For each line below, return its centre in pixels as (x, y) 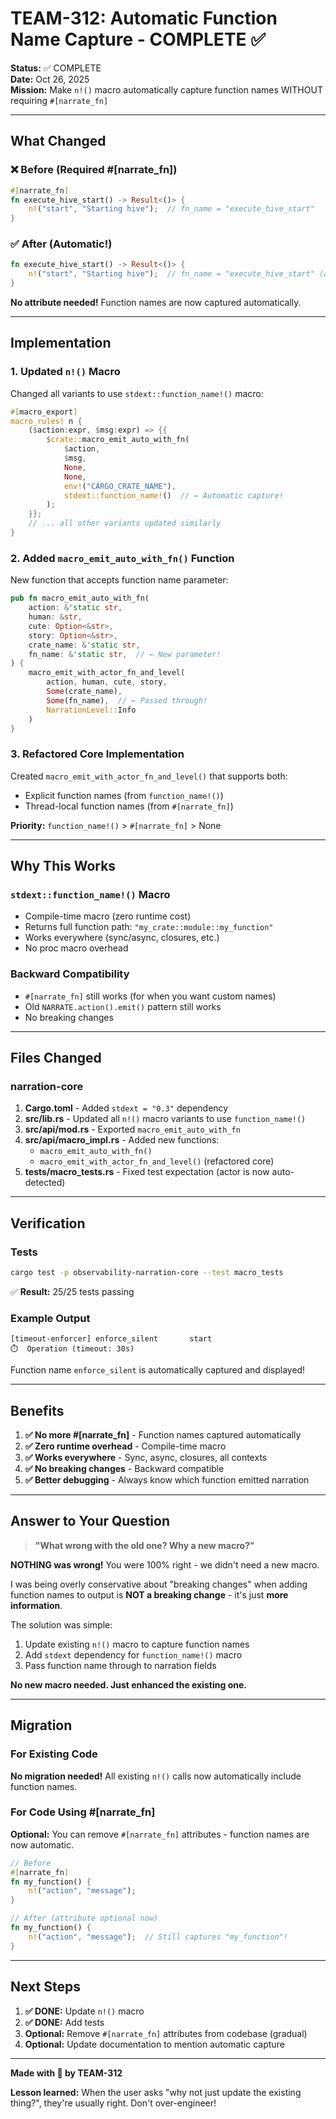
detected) (45, 1183)
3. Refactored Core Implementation (97, 754)
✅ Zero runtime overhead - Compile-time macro (125, 1446)
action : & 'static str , (75, 608)
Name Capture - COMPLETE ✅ (138, 39)
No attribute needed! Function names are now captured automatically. (156, 303)
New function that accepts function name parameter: (119, 580)
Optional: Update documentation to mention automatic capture (154, 2044)
